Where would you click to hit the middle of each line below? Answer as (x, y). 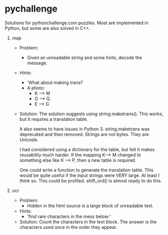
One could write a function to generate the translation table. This (87, 170)
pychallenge (31, 9)
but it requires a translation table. (54, 119)
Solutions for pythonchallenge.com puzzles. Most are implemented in (77, 23)
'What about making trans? (55, 82)
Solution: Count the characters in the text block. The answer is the (88, 222)
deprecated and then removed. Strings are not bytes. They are (84, 134)
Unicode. (29, 139)
